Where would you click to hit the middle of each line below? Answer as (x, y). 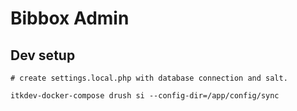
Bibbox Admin (70, 18)
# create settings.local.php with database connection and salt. (149, 78)
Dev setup (43, 55)
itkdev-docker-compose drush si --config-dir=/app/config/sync (145, 96)
